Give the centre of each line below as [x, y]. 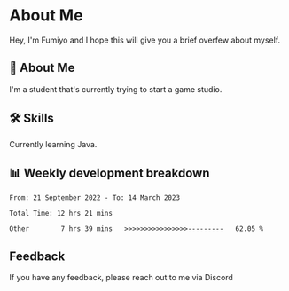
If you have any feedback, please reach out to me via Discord [121, 278]
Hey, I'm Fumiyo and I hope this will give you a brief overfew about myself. [145, 40]
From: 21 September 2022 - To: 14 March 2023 [94, 198]
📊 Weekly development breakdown [109, 173]
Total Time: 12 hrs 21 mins [61, 214]
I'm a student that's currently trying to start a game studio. [116, 89]
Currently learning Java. [53, 144]
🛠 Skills [32, 118]
